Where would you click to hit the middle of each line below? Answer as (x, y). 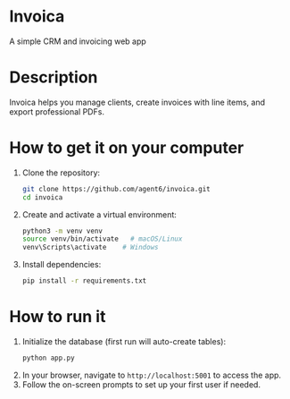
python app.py (48, 358)
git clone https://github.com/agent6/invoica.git (116, 189)
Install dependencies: (62, 265)
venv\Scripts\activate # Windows (90, 248)
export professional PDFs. (57, 111)
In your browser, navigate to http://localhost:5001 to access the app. (152, 375)
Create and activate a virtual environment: (99, 214)
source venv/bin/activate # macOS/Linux (102, 239)
